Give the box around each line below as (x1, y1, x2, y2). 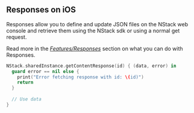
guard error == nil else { (11, 68, 80, 74)
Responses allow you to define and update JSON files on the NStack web (6, 20, 189, 28)
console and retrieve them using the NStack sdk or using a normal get (6, 27, 180, 34)
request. (6, 33, 27, 41)
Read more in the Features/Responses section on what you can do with (6, 45, 183, 52)
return (17, 80, 34, 85)
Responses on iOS (6, 5, 77, 15)
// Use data (11, 96, 42, 102)
